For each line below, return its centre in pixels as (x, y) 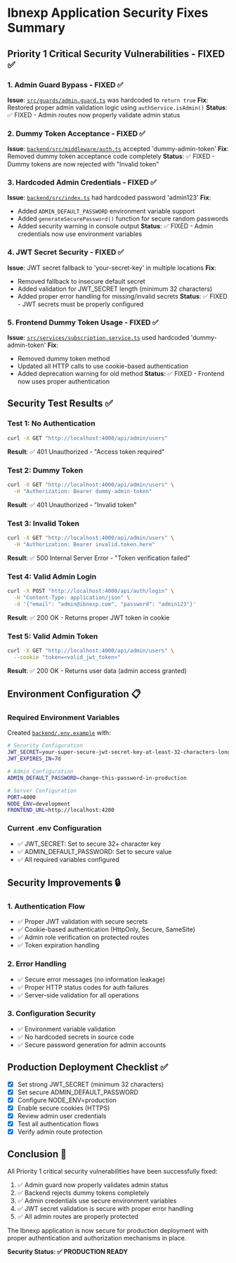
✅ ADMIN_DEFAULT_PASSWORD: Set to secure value (94, 851)
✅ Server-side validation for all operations (78, 995)
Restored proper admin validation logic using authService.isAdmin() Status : (117, 107)
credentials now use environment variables (80, 234)
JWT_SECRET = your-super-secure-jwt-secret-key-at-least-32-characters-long (119, 752)
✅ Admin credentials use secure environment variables (97, 1200)
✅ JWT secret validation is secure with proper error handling (105, 1208)
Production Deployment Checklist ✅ (88, 1067)
